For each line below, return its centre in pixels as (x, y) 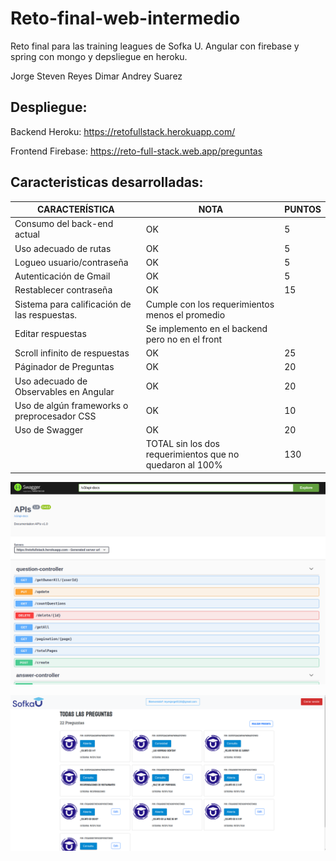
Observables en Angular (64, 391)
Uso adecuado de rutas (63, 248)
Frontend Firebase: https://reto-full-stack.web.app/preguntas (136, 151)
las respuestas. (46, 314)
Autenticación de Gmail (62, 276)
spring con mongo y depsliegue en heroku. (99, 56)
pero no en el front (184, 339)
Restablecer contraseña (63, 290)
